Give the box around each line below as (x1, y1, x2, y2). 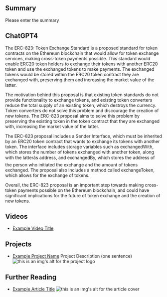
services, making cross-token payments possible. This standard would (5, 55, 151, 61)
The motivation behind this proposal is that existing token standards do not (5, 92, 159, 98)
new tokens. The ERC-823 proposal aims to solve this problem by (5, 113, 140, 119)
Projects (5, 240, 32, 248)
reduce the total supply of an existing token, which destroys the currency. (5, 102, 157, 108)
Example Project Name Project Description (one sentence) (12, 253, 132, 259)
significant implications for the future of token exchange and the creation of (5, 192, 161, 198)
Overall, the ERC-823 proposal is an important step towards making (5, 182, 144, 188)
